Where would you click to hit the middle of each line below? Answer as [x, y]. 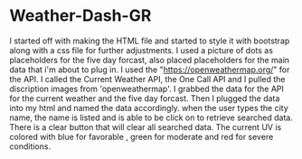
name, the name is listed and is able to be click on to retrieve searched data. [151, 117]
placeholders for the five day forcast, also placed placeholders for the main [150, 60]
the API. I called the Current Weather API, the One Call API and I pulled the [147, 79]
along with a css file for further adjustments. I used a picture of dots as [142, 50]
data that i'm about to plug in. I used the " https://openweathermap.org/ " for [150, 70]
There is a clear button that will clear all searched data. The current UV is [146, 126]
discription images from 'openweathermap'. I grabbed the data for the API [147, 89]
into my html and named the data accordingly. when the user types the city [149, 108]
